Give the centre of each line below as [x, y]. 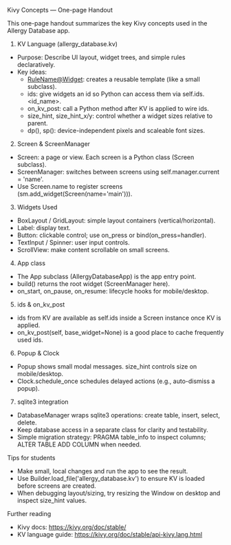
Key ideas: [32, 72]
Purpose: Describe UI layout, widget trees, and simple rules [101, 57]
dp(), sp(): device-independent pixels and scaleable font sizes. [116, 131]
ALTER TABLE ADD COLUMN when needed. [79, 444]
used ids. [30, 340]
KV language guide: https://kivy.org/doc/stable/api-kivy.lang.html [110, 534]
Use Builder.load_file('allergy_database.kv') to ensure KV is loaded [111, 479]
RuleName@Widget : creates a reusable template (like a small [114, 79]
